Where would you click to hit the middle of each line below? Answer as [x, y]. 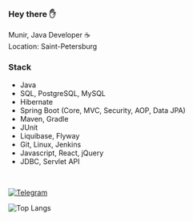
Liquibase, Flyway [50, 135]
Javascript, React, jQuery [62, 153]
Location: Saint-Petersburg [53, 46]
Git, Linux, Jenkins [50, 144]
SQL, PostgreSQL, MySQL [63, 93]
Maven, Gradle [44, 119]
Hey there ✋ [32, 14]
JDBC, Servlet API [50, 161]
